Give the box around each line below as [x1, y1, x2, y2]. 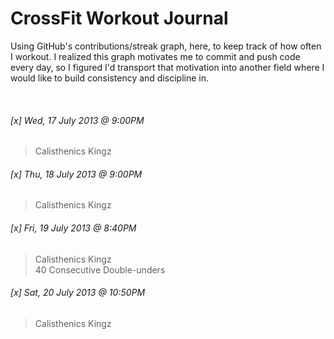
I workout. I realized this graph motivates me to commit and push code [10, 50, 301, 62]
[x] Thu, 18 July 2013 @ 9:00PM [10, 168, 143, 180]
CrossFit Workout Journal [10, 7, 229, 30]
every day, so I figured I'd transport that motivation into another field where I [10, 61, 325, 73]
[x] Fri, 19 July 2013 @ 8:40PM [10, 222, 137, 234]
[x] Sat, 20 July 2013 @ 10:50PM [10, 287, 146, 299]
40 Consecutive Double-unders [34, 263, 166, 276]
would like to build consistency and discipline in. [10, 72, 209, 84]
